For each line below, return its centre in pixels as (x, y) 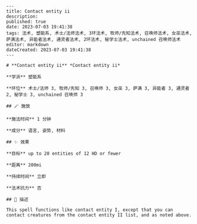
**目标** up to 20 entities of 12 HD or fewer (64, 153)
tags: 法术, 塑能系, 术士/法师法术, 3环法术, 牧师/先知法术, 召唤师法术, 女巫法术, (99, 33)
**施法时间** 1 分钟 (29, 119)
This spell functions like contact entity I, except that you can (90, 210)
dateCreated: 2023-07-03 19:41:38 (49, 50)
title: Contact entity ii (38, 11)
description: (22, 17)
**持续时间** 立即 (26, 177)
